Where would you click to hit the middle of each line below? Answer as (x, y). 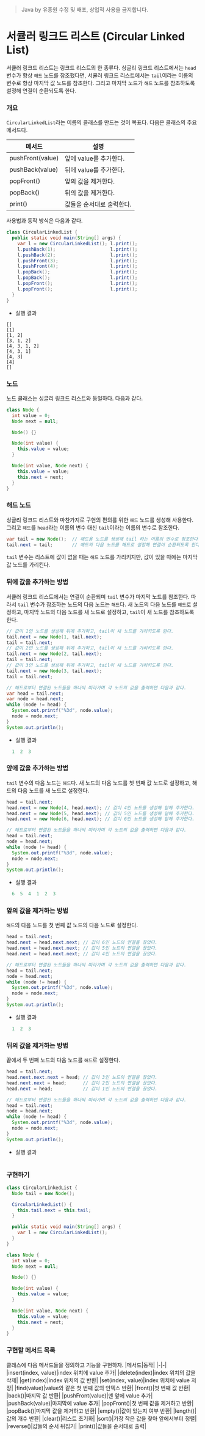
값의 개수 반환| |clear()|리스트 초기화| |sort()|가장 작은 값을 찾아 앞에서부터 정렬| (102, 1418)
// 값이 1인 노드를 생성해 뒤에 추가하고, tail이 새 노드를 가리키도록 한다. (90, 631)
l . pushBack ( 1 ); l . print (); (77, 249)
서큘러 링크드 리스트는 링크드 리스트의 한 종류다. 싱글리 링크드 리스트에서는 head (101, 67)
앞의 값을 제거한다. (90, 182)
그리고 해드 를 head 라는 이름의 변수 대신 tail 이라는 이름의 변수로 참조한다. (93, 527)
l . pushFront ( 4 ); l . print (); (77, 266)
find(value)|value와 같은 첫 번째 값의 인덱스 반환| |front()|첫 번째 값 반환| (103, 1388)
